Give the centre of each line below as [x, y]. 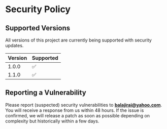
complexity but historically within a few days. [52, 121]
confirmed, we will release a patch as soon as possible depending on [77, 115]
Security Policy [38, 9]
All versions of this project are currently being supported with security [79, 40]
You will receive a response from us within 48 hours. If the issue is [75, 110]
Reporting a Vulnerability [46, 93]
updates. [14, 46]
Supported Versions [38, 28]
